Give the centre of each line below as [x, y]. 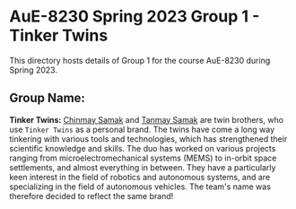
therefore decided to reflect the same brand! [91, 196]
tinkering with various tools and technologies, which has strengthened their [148, 139]
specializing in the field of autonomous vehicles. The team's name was [140, 187]
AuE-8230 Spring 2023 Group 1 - [135, 17]
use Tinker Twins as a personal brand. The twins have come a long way [142, 129]
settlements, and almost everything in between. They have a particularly [143, 167]
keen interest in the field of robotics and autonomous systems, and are [140, 177]
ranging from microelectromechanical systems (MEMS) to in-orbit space [143, 158]
